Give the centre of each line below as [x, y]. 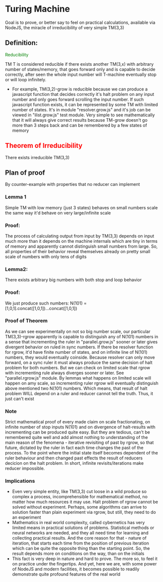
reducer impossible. [25, 469]
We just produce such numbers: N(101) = [46, 303]
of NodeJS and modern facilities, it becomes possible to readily [76, 569]
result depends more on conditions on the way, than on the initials [78, 554]
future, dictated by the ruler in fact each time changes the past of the [74, 448]
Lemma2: [17, 269]
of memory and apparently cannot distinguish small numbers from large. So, [81, 246]
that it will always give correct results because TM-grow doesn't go [80, 120]
